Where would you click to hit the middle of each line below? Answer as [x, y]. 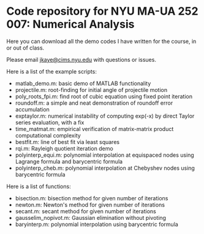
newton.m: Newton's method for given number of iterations [90, 205]
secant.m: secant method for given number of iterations [85, 211]
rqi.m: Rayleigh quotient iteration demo [64, 148]
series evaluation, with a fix [50, 122]
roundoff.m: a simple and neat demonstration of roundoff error [94, 103]
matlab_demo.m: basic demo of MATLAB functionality [83, 83]
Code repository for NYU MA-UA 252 [102, 11]
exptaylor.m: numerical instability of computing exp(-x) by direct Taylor [105, 116]
